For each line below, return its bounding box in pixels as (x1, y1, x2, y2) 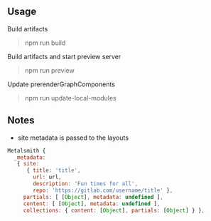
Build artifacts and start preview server (7, 52, 121, 61)
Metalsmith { (7, 147, 46, 154)
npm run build (24, 38, 66, 47)
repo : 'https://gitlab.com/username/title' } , (33, 187, 173, 194)
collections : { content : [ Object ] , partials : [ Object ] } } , (23, 207, 205, 214)
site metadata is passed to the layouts (17, 133, 129, 142)
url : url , (33, 174, 62, 181)
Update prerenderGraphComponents (7, 80, 116, 88)
